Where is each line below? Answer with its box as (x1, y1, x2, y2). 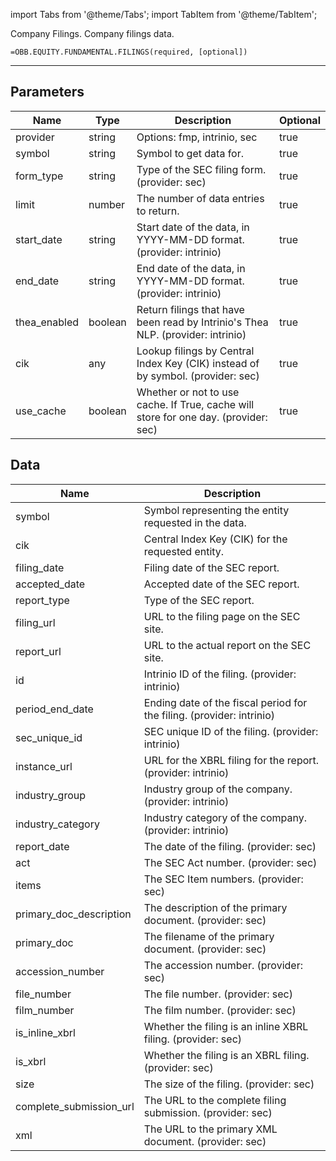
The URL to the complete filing (143, 1093, 287, 1107)
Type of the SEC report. (143, 593, 255, 607)
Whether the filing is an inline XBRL (143, 1019, 309, 1033)
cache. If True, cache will (136, 397, 255, 411)
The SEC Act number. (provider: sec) (143, 855, 318, 869)
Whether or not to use (136, 385, 240, 399)
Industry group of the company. (143, 782, 293, 796)
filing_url (15, 615, 56, 629)
